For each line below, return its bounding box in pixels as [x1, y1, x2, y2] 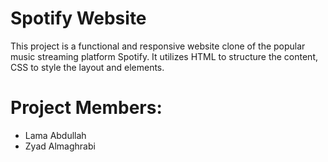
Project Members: [10, 97, 163, 119]
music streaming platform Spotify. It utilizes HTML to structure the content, [10, 50, 318, 62]
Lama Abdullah [24, 129, 87, 141]
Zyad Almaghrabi [24, 140, 96, 152]
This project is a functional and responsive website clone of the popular [10, 40, 306, 52]
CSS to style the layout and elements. [10, 61, 165, 73]
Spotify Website [10, 7, 147, 30]
